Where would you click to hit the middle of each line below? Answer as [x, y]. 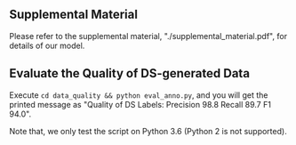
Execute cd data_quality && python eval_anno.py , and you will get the [139, 95]
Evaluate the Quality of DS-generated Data [130, 73]
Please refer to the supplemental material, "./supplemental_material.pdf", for [148, 36]
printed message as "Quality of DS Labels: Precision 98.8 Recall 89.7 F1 [140, 104]
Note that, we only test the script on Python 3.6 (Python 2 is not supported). [148, 131]
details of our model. [47, 45]
